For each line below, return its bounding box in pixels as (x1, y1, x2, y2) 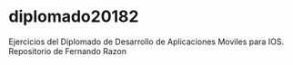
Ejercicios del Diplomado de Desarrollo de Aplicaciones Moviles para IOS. (8, 36, 284, 47)
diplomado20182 (8, 6, 139, 27)
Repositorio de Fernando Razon (8, 45, 127, 56)
